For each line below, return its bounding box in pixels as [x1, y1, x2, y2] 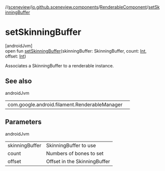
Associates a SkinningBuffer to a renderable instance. [5, 62, 114, 68]
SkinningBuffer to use [46, 142, 96, 149]
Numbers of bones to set [46, 150, 104, 157]
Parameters [5, 118, 42, 126]
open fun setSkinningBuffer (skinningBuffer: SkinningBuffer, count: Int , [5, 48, 147, 54]
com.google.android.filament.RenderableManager [7, 101, 123, 108]
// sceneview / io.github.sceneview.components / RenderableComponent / [5, 4, 149, 10]
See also [5, 77, 32, 85]
